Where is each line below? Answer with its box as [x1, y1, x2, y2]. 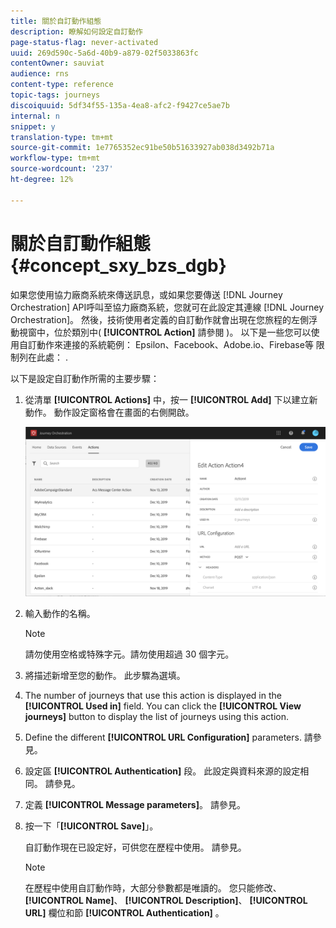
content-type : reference [10, 80, 114, 90]
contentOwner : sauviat [10, 58, 105, 69]
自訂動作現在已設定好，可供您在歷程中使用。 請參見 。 [24, 841, 247, 853]
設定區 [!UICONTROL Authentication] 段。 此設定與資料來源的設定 [24, 765, 301, 777]
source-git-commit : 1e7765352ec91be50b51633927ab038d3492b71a [10, 143, 275, 153]
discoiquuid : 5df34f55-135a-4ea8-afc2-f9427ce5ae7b [10, 100, 230, 110]
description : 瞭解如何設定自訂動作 [10, 26, 143, 37]
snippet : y [10, 121, 56, 132]
